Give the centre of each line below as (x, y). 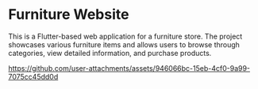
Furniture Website (69, 15)
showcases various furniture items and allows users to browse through (124, 44)
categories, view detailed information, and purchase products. (110, 53)
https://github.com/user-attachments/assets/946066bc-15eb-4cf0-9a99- (129, 68)
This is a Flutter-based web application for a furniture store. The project (125, 36)
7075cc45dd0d (33, 76)
